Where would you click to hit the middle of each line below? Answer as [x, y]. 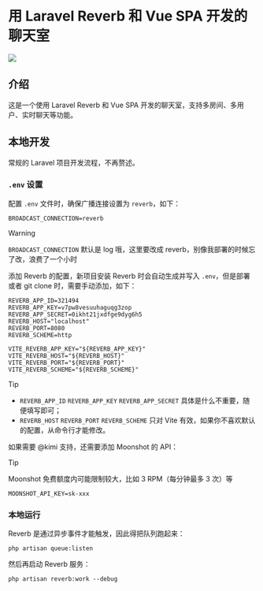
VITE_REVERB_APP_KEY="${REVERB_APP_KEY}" [77, 349]
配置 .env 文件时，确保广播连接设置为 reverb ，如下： [94, 203]
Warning [22, 232]
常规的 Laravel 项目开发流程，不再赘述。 [74, 162]
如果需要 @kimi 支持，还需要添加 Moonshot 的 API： [93, 447]
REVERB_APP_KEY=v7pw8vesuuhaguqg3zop [70, 307]
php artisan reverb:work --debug [63, 579]
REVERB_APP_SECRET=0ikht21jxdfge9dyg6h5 [76, 314]
